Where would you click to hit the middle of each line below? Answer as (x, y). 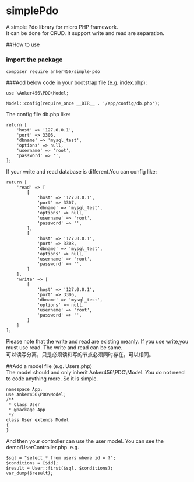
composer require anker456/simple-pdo (53, 72)
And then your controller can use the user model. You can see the (85, 441)
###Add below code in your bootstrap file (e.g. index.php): (77, 82)
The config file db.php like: (38, 115)
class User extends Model (37, 420)
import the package (34, 60)
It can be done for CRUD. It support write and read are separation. (85, 33)
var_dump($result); (30, 474)
